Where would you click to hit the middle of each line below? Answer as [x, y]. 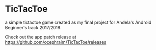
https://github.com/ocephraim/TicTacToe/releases [56, 42]
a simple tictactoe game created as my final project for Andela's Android [78, 22]
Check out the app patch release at [41, 37]
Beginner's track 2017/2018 [33, 27]
